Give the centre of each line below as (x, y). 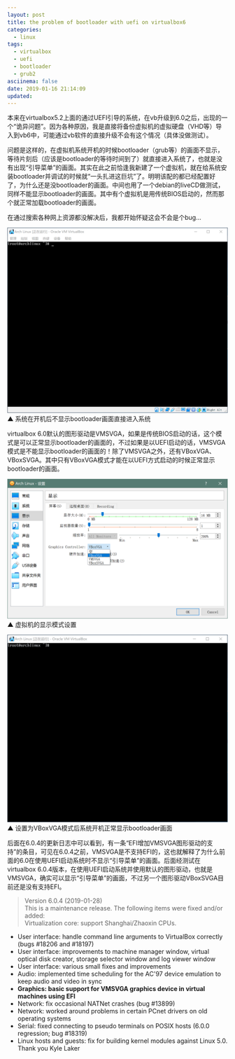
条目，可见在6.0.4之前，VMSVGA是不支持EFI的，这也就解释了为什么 (121, 852)
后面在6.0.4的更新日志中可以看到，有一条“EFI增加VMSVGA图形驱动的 (107, 843)
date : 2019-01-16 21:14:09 (47, 89)
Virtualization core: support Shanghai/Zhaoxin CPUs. (100, 923)
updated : (20, 96)
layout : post (26, 15)
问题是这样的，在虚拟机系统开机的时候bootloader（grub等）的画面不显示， (115, 150)
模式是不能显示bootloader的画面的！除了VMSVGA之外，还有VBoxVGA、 (111, 451)
